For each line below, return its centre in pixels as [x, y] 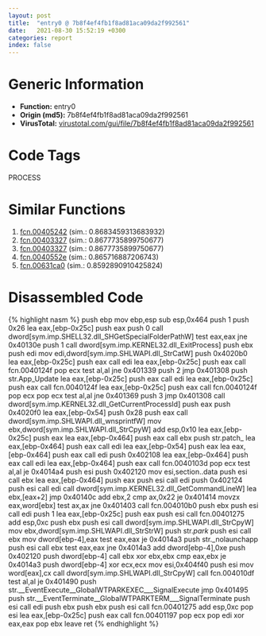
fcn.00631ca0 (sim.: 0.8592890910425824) [91, 265]
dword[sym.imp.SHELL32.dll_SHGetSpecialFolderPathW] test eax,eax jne [128, 336]
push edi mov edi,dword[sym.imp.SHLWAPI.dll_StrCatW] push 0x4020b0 [128, 353]
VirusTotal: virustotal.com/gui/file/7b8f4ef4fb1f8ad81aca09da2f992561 [137, 123]
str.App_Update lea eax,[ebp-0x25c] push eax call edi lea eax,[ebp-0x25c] [131, 378]
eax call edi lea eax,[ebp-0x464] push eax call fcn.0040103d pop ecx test [129, 463]
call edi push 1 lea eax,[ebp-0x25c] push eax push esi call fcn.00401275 [126, 514]
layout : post [30, 16]
